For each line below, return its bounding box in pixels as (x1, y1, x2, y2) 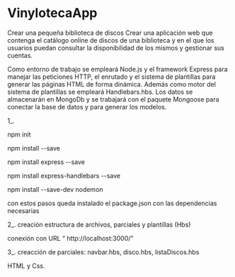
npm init (7, 130, 31, 138)
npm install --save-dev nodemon (7, 185, 104, 193)
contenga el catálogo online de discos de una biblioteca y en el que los (7, 36, 214, 44)
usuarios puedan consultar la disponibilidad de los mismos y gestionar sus (7, 43, 225, 52)
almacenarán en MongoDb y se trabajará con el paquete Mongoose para (7, 94, 219, 104)
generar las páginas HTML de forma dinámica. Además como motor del (7, 80, 216, 88)
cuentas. (7, 51, 33, 60)
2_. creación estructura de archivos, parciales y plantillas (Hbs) (7, 220, 191, 229)
